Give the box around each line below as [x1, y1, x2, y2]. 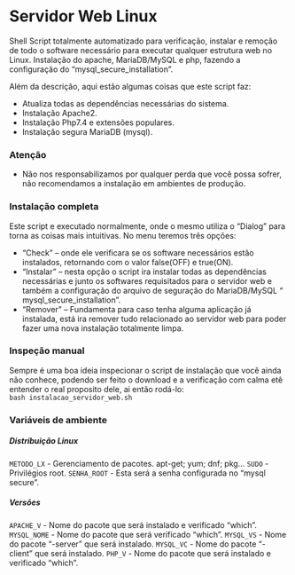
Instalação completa [9, 201, 99, 213]
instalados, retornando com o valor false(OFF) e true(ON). [21, 256, 234, 267]
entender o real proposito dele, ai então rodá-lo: [9, 383, 184, 394]
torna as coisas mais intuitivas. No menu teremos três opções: [9, 230, 237, 240]
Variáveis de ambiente [9, 414, 108, 426]
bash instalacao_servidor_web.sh [9, 393, 133, 402]
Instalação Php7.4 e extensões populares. [21, 117, 175, 128]
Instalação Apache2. [21, 107, 97, 118]
